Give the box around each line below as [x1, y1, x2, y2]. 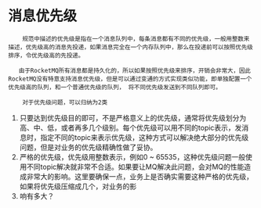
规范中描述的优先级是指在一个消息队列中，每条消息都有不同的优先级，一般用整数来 [22, 34, 250, 43]
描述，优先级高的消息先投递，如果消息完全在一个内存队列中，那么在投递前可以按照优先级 [8, 43, 253, 51]
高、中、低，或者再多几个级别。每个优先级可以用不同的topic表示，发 [19, 123, 242, 132]
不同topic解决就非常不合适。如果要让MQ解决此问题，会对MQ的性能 [26, 162, 245, 171]
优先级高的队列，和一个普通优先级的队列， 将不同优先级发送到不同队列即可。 [8, 83, 222, 91]
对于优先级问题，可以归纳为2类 [22, 99, 108, 106]
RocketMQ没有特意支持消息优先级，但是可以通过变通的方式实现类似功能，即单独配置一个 [8, 75, 252, 83]
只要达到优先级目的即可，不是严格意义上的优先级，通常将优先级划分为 [19, 113, 247, 122]
